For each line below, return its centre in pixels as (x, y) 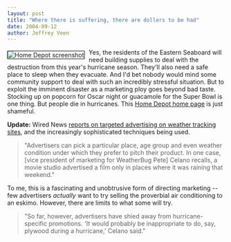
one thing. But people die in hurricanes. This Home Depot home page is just (115, 104)
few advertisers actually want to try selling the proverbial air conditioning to (115, 196)
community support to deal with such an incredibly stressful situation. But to (116, 82)
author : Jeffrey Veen (38, 33)
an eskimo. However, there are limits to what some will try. (90, 203)
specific (35, 224)
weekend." (39, 175)
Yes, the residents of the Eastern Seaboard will (155, 53)
